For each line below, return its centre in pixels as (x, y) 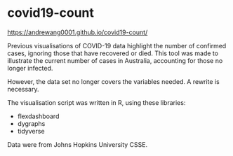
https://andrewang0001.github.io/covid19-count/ (78, 32)
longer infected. (30, 68)
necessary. (24, 89)
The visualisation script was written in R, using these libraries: (96, 102)
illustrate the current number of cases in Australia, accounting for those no (115, 60)
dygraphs (31, 123)
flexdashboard (38, 116)
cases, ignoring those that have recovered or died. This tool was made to (113, 53)
